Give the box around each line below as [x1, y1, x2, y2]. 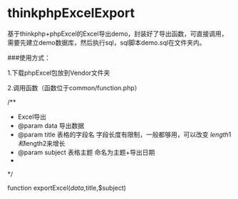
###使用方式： [7, 53, 51, 62]
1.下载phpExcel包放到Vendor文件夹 [7, 68, 110, 77]
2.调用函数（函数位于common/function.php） [7, 83, 141, 92]
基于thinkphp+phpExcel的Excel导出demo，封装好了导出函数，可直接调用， [7, 29, 228, 38]
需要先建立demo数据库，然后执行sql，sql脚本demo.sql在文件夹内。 [7, 38, 206, 47]
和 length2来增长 [17, 139, 66, 147]
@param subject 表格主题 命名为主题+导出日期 [17, 148, 155, 156]
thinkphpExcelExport [7, 5, 135, 21]
